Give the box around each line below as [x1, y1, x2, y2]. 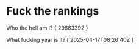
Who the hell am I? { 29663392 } [6, 24, 88, 31]
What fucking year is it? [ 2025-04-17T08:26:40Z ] [6, 36, 134, 43]
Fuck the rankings [6, 4, 99, 18]
